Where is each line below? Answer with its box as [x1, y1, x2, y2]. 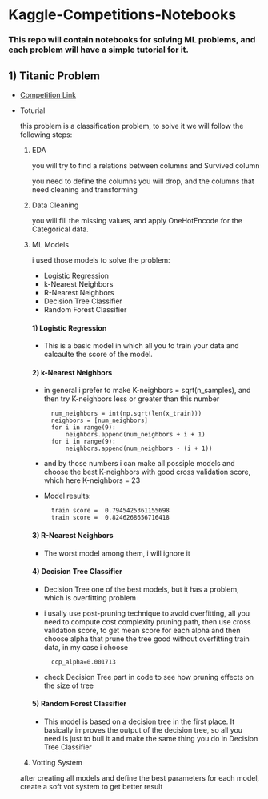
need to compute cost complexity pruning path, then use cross [43, 616, 251, 626]
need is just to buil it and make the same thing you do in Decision [43, 733, 258, 743]
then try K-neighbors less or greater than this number [43, 394, 220, 404]
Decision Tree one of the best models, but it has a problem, [43, 584, 239, 594]
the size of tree [43, 681, 94, 690]
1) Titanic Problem [8, 69, 100, 82]
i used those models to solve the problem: [31, 255, 170, 265]
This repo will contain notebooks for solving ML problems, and [8, 34, 256, 46]
